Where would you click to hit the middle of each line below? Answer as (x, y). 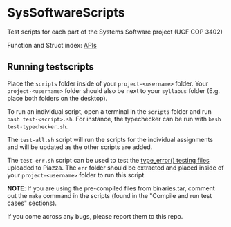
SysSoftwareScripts (66, 13)
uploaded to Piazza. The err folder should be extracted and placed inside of (115, 168)
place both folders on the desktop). (57, 98)
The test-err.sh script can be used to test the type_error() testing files (108, 160)
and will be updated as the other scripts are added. (80, 147)
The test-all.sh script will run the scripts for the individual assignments (110, 139)
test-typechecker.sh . (38, 126)
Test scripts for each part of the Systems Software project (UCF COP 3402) (115, 32)
